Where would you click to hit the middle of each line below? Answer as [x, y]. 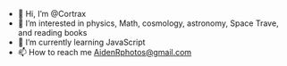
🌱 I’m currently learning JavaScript [81, 42]
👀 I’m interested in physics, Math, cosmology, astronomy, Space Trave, [148, 23]
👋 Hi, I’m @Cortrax [52, 14]
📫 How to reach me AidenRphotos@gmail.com [105, 52]
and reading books [52, 33]
